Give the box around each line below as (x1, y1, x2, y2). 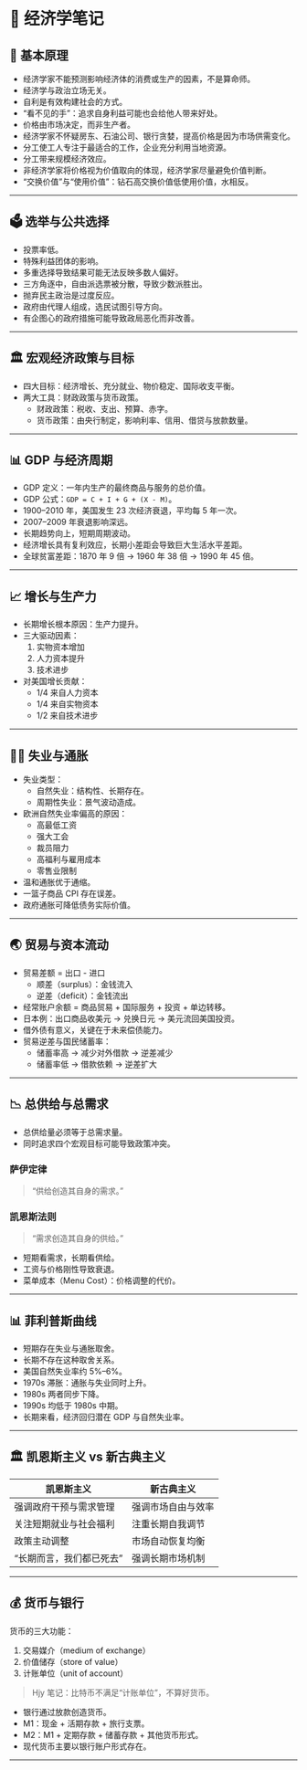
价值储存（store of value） (22, 1656, 123, 1667)
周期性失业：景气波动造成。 (36, 796, 142, 808)
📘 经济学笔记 (9, 8, 105, 29)
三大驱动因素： (22, 630, 79, 641)
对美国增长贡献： (22, 676, 88, 687)
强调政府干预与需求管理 (14, 1500, 116, 1512)
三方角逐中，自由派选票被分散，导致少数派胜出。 (22, 278, 207, 289)
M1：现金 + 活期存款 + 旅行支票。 (22, 1718, 150, 1729)
